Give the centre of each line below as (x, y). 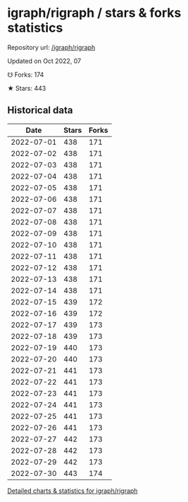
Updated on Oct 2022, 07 (44, 60)
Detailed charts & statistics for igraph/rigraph (73, 491)
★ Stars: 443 (27, 88)
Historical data (40, 110)
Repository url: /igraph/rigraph (51, 47)
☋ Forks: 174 (26, 75)
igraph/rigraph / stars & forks (94, 13)
